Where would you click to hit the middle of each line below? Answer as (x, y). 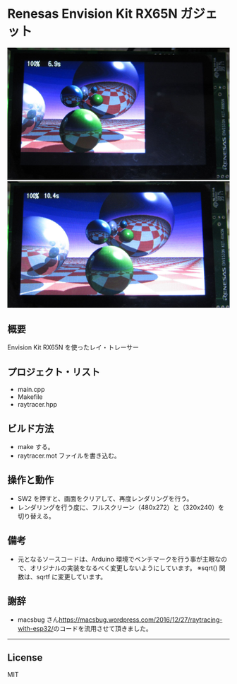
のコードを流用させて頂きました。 (103, 628)
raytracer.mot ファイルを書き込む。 (69, 456)
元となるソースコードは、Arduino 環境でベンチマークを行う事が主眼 (116, 559)
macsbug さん (38, 620)
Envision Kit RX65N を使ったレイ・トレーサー (73, 347)
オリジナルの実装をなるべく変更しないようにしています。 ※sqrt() (124, 568)
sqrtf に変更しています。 (72, 576)
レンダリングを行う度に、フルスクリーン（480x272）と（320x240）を (121, 507)
